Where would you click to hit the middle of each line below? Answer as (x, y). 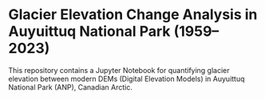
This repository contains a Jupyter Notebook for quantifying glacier (119, 70)
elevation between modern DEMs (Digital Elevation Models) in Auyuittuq (127, 79)
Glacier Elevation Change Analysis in (133, 15)
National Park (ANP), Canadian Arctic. (71, 87)
